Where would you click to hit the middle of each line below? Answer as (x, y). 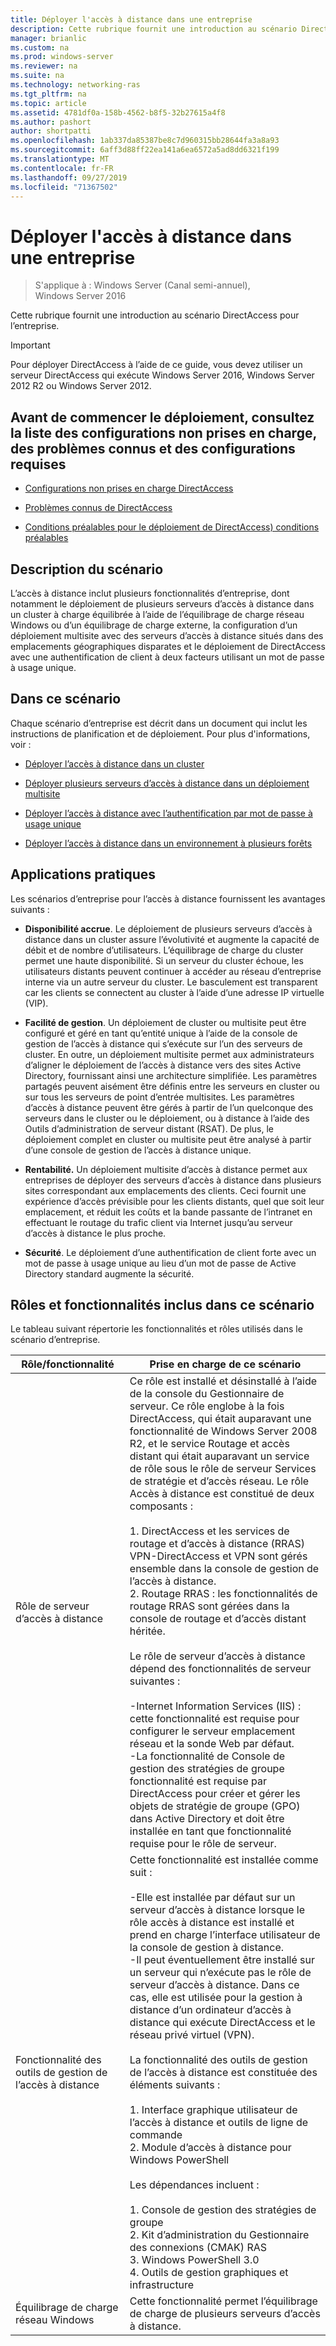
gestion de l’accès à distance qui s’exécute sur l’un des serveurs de (163, 1043)
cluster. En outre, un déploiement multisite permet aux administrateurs (169, 1054)
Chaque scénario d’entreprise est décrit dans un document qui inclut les (159, 723)
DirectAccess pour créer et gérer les (215, 1794)
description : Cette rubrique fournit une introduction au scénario (154, 29)
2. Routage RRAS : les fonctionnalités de (223, 1594)
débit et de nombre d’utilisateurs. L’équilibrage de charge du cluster (164, 950)
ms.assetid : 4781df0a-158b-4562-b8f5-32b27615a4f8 (118, 112)
